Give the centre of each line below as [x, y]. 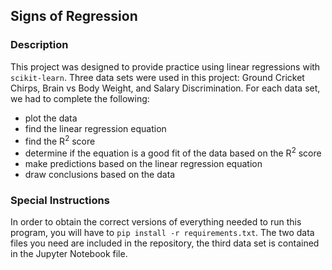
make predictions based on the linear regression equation [143, 163]
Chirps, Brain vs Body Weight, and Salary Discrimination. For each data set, [165, 88]
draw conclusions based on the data [100, 174]
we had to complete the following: [80, 98]
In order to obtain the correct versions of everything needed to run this [156, 222]
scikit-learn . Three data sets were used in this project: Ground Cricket [157, 77]
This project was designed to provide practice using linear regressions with [165, 66]
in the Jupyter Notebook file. [69, 254]
